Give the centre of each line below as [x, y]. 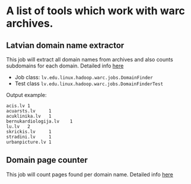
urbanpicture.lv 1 [29, 142]
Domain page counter [47, 160]
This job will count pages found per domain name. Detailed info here [90, 174]
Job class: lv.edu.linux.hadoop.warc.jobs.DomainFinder [84, 77]
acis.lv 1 [18, 106]
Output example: [26, 95]
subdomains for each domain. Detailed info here [65, 66]
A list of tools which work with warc [96, 11]
